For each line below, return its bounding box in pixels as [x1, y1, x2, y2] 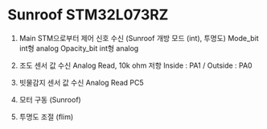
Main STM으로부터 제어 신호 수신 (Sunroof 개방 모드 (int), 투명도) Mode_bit [18, 33, 259, 43]
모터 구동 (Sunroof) [18, 94, 81, 104]
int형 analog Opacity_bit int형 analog [18, 43, 139, 53]
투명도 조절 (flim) [18, 111, 74, 122]
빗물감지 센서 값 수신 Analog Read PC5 [18, 77, 144, 87]
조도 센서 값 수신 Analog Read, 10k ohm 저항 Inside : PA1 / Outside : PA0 [18, 60, 253, 70]
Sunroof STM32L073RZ [7, 6, 169, 24]
